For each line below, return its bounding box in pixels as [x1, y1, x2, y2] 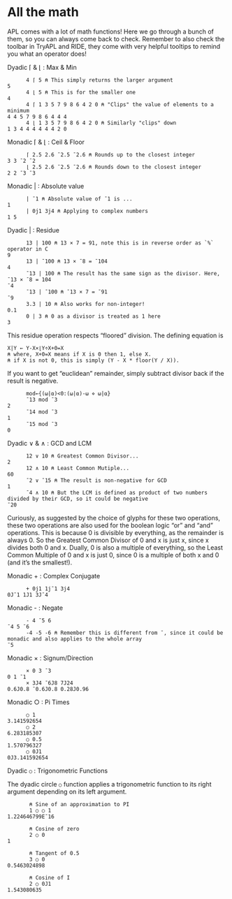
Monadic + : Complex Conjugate [7, 571, 101, 580]
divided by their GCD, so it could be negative [7, 495, 149, 502]
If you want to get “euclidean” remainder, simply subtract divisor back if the [7, 369, 225, 377]
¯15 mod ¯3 [25, 421, 58, 427]
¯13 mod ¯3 [25, 396, 58, 403]
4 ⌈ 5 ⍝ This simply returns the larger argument [25, 76, 173, 84]
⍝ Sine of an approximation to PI [29, 801, 130, 807]
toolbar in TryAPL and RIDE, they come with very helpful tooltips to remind [7, 42, 221, 50]
